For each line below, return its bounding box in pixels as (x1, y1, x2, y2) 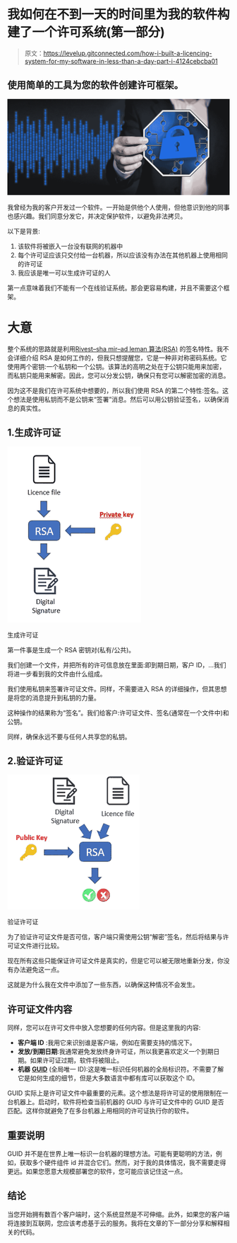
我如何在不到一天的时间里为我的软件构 (7, 6, 231, 23)
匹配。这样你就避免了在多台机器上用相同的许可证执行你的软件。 (7, 1106, 193, 1116)
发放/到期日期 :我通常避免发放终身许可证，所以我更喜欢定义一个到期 (17, 1048, 214, 1056)
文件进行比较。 (19, 941, 63, 950)
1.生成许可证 (7, 426, 61, 439)
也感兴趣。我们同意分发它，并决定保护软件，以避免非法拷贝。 (7, 212, 187, 220)
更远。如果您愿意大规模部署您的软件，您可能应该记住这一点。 (7, 1167, 187, 1176)
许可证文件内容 (7, 1003, 73, 1015)
